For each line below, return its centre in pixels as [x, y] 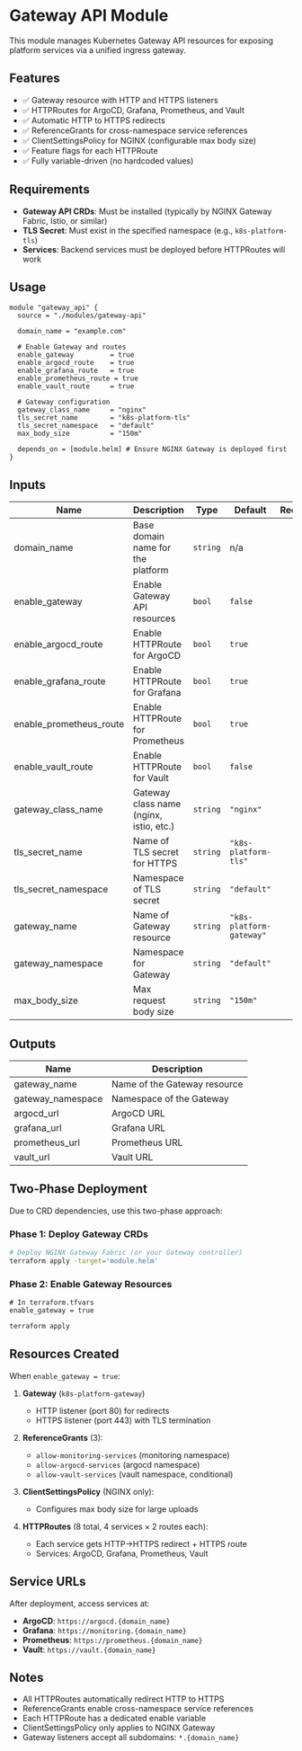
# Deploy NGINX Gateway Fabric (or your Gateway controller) [126, 1253]
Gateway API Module [89, 16]
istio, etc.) [154, 826]
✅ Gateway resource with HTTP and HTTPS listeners [120, 100]
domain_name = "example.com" [72, 332]
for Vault [151, 778]
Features [35, 79]
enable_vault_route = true [76, 387]
